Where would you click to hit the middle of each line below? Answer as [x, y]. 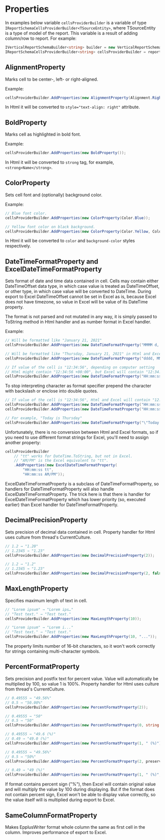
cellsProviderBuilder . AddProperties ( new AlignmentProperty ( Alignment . [79, 98]
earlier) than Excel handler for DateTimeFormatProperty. [62, 505]
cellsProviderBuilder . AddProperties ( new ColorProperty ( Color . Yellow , [78, 231]
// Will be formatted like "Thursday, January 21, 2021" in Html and [78, 354]
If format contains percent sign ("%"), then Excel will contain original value [81, 784]
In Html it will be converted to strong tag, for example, [60, 162]
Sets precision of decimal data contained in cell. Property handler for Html [80, 532]
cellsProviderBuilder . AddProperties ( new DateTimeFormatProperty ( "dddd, [80, 358]
